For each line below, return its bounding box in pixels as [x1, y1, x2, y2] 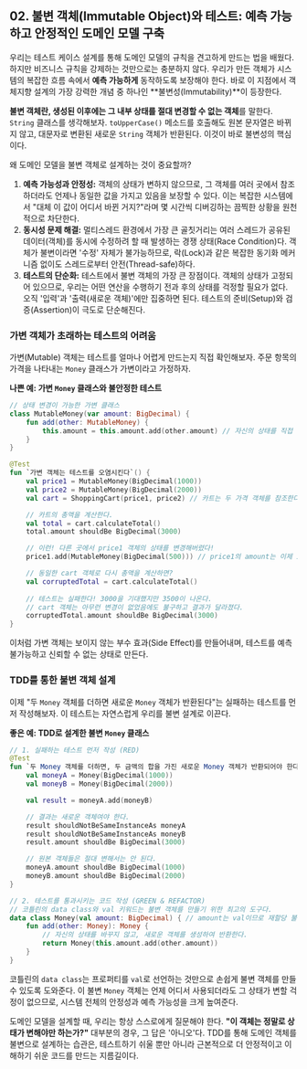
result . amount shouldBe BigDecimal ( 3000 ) [26, 838, 185, 847]
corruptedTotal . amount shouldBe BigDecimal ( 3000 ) [26, 611, 219, 620]
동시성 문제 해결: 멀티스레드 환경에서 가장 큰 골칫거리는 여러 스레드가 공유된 [22, 224, 291, 235]
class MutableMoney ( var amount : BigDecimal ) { [9, 409, 190, 418]
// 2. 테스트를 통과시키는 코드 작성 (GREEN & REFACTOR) [9, 896, 206, 905]
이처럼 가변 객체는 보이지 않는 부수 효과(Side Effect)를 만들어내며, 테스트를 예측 [9, 638, 292, 649]
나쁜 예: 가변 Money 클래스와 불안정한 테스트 [9, 383, 163, 394]
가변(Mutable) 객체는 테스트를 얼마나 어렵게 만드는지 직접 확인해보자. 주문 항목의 [9, 352, 297, 363]
